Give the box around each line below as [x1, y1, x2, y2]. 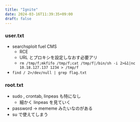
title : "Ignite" [5, 7, 38, 12]
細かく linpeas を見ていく [19, 99, 71, 105]
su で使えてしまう [12, 111, 48, 117]
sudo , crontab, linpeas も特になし [12, 93, 81, 99]
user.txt [5, 32, 24, 39]
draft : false [5, 16, 32, 21]
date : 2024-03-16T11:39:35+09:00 [5, 12, 73, 17]
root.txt [5, 81, 23, 88]
